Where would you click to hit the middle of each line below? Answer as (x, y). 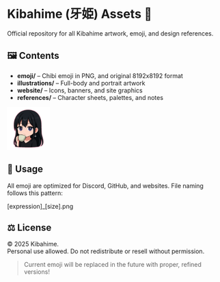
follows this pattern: (35, 193)
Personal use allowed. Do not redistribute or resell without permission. (106, 251)
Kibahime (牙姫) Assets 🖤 (80, 14)
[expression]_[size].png (40, 206)
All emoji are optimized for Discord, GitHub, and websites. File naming (105, 185)
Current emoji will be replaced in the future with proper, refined (112, 265)
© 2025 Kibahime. (33, 244)
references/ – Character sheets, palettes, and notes (90, 97)
